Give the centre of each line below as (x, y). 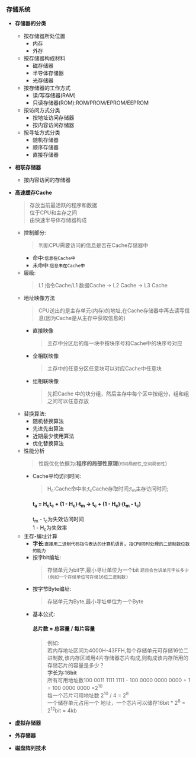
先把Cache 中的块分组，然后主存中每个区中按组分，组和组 (118, 394)
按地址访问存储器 (53, 118)
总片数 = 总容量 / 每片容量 (64, 629)
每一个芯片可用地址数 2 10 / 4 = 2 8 (88, 695)
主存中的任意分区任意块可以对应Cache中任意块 (104, 369)
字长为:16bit (62, 673)
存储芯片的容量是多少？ (76, 665)
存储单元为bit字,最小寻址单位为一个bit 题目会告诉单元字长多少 (118, 570)
